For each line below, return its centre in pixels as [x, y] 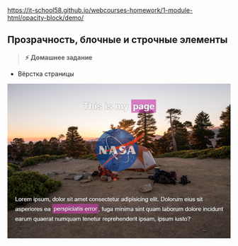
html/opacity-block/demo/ [46, 18]
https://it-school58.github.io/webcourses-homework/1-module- [100, 10]
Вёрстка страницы [46, 74]
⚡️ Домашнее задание [58, 57]
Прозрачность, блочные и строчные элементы [118, 40]
